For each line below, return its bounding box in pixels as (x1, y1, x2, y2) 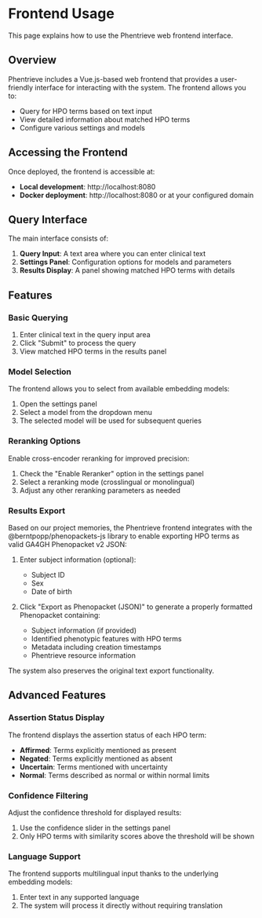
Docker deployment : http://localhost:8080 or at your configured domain (19, 190, 254, 200)
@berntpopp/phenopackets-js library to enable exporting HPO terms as (8, 531, 240, 541)
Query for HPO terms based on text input (19, 106, 153, 116)
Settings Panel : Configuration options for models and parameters (19, 257, 232, 267)
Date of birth (31, 586, 72, 596)
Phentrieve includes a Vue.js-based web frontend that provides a (8, 74, 219, 83)
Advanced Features (8, 688, 107, 702)
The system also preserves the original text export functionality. (8, 666, 214, 675)
